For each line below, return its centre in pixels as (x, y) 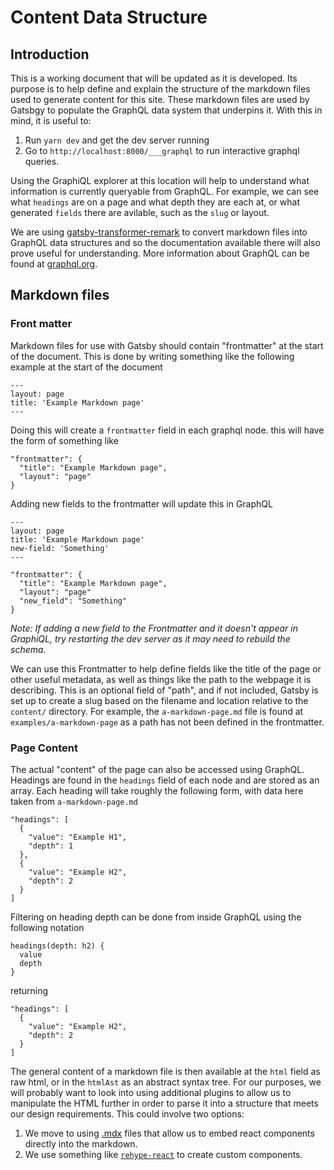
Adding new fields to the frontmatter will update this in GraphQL (141, 503)
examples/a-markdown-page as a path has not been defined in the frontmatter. (167, 722)
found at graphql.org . (54, 264)
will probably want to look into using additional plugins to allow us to (151, 1092)
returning (29, 990)
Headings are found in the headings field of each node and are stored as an (165, 780)
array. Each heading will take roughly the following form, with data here (157, 790)
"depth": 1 (51, 846)
